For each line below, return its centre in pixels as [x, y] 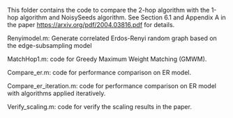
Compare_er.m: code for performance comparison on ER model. [99, 73]
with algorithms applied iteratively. [57, 93]
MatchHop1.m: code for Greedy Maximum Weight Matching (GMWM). [107, 59]
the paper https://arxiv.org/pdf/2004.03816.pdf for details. [91, 25]
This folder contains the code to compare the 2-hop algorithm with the [108, 10]
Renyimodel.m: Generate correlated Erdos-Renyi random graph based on [112, 38]
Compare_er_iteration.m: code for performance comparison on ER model [112, 86]
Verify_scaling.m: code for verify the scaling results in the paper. [99, 107]
